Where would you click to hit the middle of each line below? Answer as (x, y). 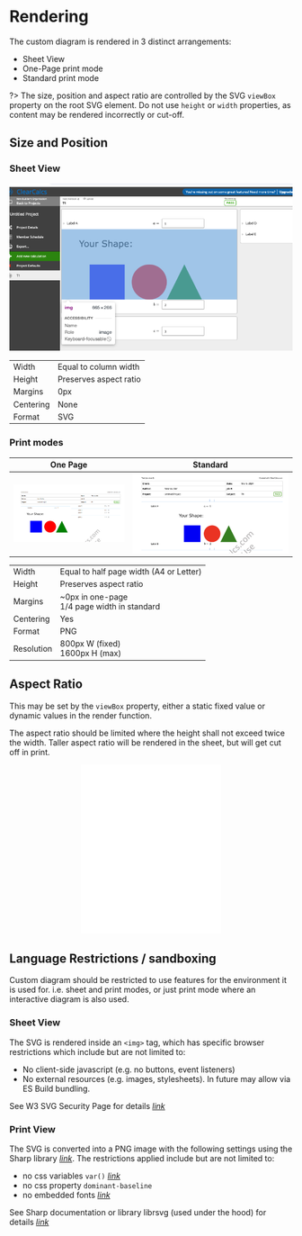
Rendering (49, 17)
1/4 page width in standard (110, 606)
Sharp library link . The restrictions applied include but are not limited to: (142, 1159)
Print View (32, 1129)
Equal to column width (98, 366)
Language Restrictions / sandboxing (113, 959)
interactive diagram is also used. (69, 999)
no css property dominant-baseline (87, 1186)
